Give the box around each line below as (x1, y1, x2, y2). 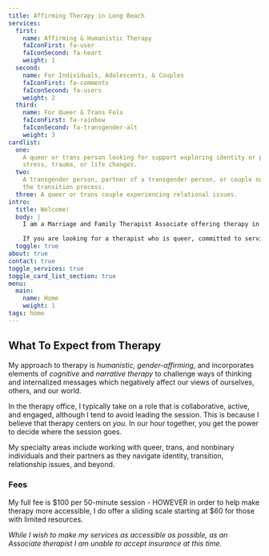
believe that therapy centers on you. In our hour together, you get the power (8, 418, 259, 428)
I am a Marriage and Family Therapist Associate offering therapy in (22, 220, 260, 228)
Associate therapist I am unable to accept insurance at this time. (8, 538, 223, 548)
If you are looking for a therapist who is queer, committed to (22, 235, 242, 243)
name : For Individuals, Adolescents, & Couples (22, 71, 184, 79)
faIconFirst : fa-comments (22, 79, 110, 87)
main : (15, 287, 34, 295)
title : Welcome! (15, 205, 70, 213)
